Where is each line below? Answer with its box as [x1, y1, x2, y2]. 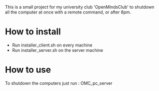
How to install [5, 26, 61, 37]
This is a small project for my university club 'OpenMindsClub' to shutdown [5, 4, 155, 10]
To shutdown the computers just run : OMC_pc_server [5, 80, 113, 86]
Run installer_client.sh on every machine [12, 42, 93, 48]
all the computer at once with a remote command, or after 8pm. [5, 9, 131, 15]
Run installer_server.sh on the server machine [12, 47, 103, 53]
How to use [5, 64, 51, 76]
